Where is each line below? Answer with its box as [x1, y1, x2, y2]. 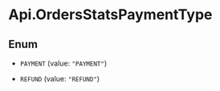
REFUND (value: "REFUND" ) [19, 74, 100, 83]
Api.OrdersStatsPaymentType [8, 6, 213, 24]
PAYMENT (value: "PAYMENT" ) [19, 58, 107, 68]
